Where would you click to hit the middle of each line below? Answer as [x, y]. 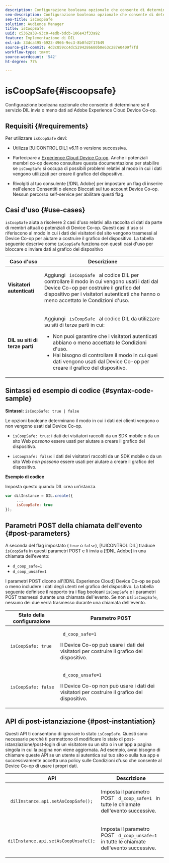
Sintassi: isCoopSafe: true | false [42, 411]
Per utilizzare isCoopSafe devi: [36, 138]
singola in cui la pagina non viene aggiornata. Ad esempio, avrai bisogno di [83, 750]
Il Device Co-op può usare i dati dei [102, 645]
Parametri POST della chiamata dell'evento [74, 525]
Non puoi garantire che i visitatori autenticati [105, 336]
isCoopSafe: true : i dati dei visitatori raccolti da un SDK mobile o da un [86, 436]
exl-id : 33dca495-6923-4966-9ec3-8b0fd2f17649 [55, 43]
